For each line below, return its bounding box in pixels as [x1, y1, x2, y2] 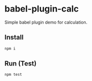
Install [4, 33, 24, 41]
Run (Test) [4, 59, 37, 68]
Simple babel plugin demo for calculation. [4, 19, 88, 25]
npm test [4, 72, 22, 77]
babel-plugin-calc [4, 3, 79, 14]
